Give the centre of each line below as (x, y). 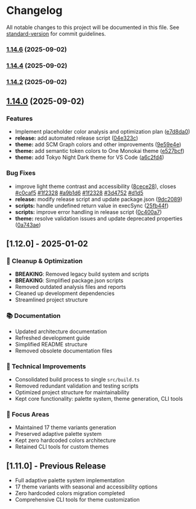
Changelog (34, 11)
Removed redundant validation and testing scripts (77, 386)
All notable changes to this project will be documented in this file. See (93, 27)
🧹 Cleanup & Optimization (45, 261)
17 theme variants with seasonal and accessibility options (86, 487)
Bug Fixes (21, 173)
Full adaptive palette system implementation (70, 481)
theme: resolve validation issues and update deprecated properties (99, 218)
